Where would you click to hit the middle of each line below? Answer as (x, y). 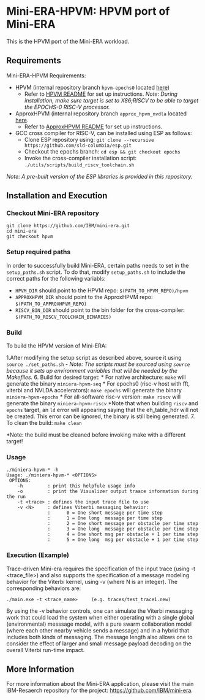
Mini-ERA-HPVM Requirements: (46, 76)
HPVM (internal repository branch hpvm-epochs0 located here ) (92, 87)
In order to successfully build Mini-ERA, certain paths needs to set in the (98, 265)
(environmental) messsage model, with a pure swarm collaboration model (99, 624)
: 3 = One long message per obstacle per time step (123, 529)
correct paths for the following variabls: (56, 278)
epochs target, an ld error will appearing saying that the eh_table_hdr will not (102, 410)
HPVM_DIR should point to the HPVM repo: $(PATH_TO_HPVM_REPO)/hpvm (102, 290)
